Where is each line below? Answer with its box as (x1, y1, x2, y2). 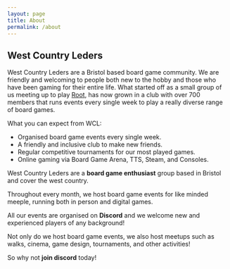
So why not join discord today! (7, 254, 97, 262)
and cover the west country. (7, 177, 89, 185)
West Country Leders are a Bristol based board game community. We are (7, 68, 219, 77)
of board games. (7, 106, 56, 114)
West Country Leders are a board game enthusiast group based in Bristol (7, 169, 222, 177)
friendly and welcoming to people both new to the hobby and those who (7, 75, 217, 85)
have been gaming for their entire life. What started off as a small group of (7, 83, 222, 92)
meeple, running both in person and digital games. (7, 198, 153, 206)
